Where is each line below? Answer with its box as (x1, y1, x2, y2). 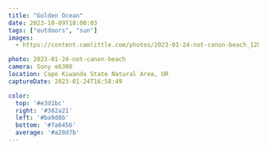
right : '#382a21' (15, 106, 73, 115)
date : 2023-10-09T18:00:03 (8, 19, 98, 27)
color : (8, 92, 30, 100)
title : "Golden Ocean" (8, 11, 83, 20)
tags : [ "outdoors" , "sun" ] (8, 26, 98, 34)
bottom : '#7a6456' (15, 121, 77, 129)
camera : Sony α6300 (8, 63, 73, 71)
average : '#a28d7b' (15, 128, 80, 137)
